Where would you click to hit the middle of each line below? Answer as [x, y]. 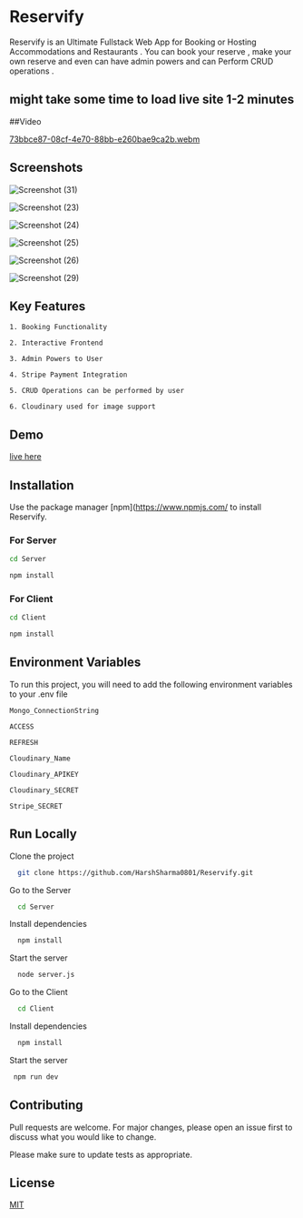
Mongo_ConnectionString [54, 710]
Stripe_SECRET [36, 806]
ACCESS [22, 726]
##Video [25, 121]
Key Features [48, 306]
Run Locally [43, 834]
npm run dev [36, 1077]
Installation [42, 485]
